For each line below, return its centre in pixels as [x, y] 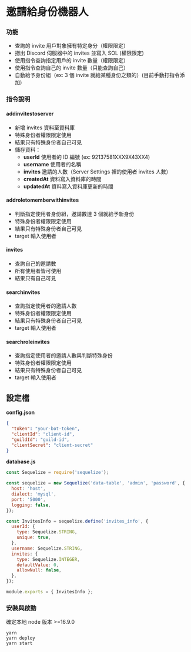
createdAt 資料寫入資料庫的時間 [62, 179]
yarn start [19, 643]
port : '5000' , [29, 499]
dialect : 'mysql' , [34, 494]
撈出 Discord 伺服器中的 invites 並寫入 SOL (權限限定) [79, 53]
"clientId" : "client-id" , [43, 434]
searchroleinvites [28, 342]
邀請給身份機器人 [48, 12]
